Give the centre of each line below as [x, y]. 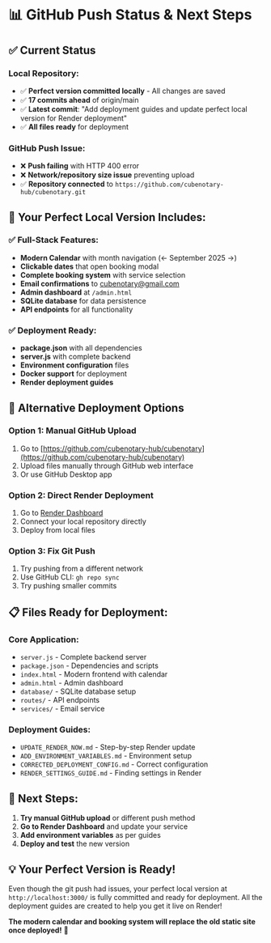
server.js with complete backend [75, 357]
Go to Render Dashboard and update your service [104, 826]
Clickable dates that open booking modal [89, 266]
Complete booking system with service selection [103, 274]
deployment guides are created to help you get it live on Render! [115, 906]
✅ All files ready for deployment [74, 126]
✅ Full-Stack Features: [54, 240]
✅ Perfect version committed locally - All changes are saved [123, 91]
